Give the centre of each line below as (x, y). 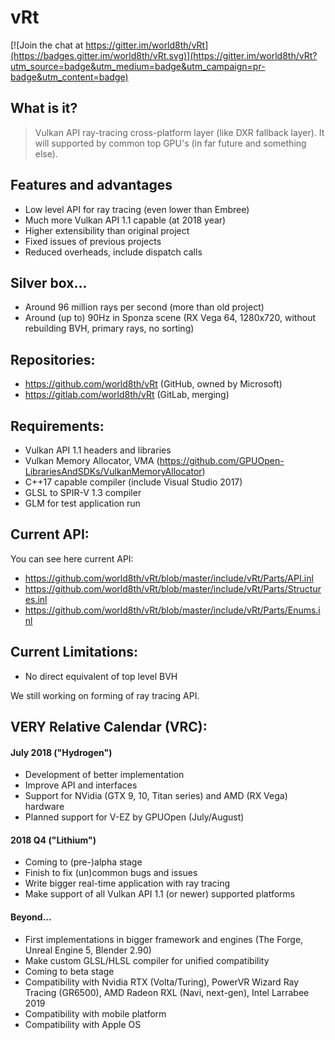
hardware (44, 807)
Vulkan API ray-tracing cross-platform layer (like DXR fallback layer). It (179, 132)
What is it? (44, 108)
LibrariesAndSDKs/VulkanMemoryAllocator (113, 471)
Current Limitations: (74, 652)
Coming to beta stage (69, 971)
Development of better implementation (104, 775)
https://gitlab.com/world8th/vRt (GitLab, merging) (127, 395)
